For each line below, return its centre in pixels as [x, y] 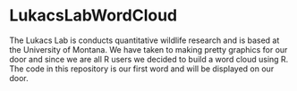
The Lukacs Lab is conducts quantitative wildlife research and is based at [144, 40]
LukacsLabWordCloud [93, 16]
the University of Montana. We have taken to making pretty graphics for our [148, 49]
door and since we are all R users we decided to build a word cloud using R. [149, 59]
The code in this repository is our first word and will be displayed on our [142, 69]
